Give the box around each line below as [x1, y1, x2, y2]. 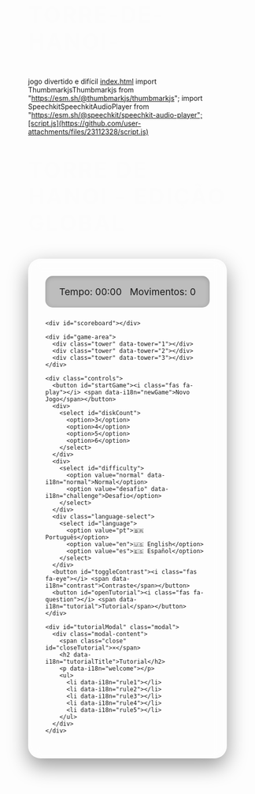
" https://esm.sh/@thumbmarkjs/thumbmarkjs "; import [28, 93, 203, 103]
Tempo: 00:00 [59, 286, 123, 298]
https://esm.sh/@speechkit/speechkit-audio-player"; [31, 110, 203, 119]
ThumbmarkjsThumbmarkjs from [28, 84, 135, 94]
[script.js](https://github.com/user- [28, 118, 142, 128]
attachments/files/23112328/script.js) [28, 126, 149, 137]
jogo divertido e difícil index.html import [28, 77, 157, 86]
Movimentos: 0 [129, 286, 196, 298]
